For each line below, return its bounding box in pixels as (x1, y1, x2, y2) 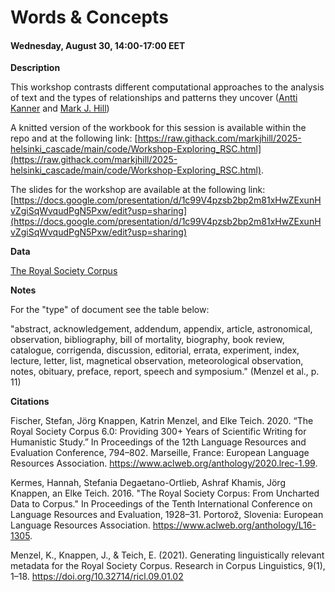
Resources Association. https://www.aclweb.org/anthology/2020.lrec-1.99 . (10, 457, 318, 470)
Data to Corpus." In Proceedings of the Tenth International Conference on (10, 498, 313, 510)
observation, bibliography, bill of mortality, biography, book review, (10, 334, 285, 346)
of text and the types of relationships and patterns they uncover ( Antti (10, 92, 298, 104)
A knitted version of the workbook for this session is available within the (10, 122, 307, 134)
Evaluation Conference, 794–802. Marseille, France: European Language (10, 447, 310, 459)
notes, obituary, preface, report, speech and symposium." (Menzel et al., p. (10, 366, 320, 378)
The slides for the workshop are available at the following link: (10, 184, 266, 196)
